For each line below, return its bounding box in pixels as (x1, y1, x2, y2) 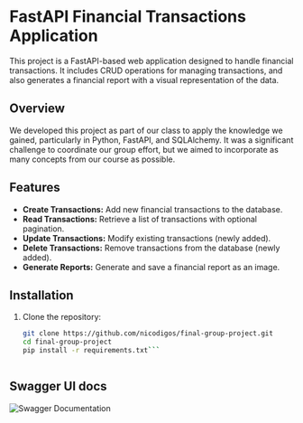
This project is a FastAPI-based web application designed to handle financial (9, 55, 294, 66)
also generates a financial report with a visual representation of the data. (9, 74, 280, 85)
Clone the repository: (22, 312, 102, 323)
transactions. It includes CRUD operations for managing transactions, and (9, 65, 283, 76)
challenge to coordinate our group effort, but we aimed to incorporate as (9, 144, 280, 155)
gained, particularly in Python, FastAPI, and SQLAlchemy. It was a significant (9, 134, 294, 146)
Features (9, 180, 60, 195)
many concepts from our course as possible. (9, 154, 176, 164)
